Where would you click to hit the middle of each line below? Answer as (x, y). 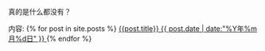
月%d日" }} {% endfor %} (50, 39)
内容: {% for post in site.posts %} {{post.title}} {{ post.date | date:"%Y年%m (132, 29)
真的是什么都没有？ (40, 12)
